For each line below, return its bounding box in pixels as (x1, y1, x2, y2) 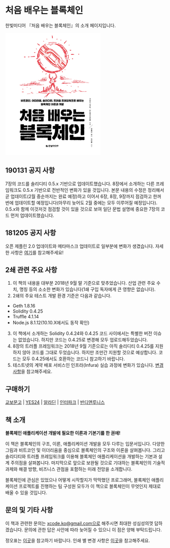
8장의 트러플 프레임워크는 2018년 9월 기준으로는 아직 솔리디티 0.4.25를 (12, 343, 154, 349)
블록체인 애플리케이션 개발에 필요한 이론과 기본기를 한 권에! (5, 430, 121, 436)
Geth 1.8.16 (12, 303, 36, 309)
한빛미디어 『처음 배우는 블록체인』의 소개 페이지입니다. (5, 22, 116, 28)
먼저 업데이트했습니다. (10, 212, 54, 218)
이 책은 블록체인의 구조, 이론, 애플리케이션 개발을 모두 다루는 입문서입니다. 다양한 (5, 441, 165, 447)
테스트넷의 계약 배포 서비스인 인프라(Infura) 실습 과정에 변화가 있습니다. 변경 (12, 362, 164, 368)
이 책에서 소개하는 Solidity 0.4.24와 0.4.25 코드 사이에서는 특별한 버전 (12, 330, 152, 336)
